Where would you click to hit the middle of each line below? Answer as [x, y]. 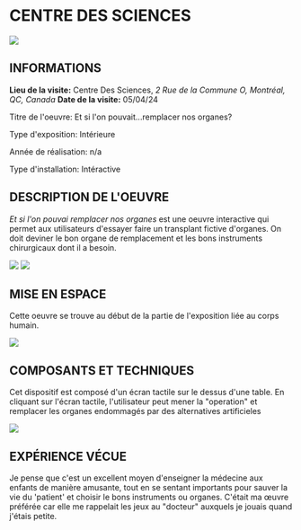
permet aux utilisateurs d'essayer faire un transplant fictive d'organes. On [146, 228]
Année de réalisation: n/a [56, 151]
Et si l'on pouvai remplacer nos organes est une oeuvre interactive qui [139, 219]
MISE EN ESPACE [58, 294]
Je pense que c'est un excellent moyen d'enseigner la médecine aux [136, 478]
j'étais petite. [33, 516]
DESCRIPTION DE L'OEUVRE [89, 197]
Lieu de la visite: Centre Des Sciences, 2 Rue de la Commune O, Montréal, [147, 90]
